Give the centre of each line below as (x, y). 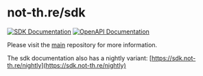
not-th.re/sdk (46, 13)
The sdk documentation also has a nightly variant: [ (80, 58)
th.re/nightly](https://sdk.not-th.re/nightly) (67, 65)
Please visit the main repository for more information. (82, 45)
